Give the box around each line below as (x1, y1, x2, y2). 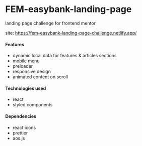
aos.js (12, 135, 25, 141)
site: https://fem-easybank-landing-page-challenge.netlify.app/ (5, 30, 137, 36)
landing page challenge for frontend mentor (5, 20, 96, 26)
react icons (12, 124, 36, 130)
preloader (12, 63, 33, 69)
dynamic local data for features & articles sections (12, 53, 117, 59)
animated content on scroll (12, 74, 68, 80)
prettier (12, 129, 28, 136)
